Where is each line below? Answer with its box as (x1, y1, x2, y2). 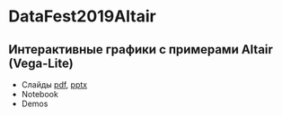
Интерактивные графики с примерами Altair (8, 42, 273, 57)
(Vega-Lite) (8, 55, 74, 70)
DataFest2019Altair (8, 6, 156, 27)
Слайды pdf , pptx (21, 79, 87, 90)
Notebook (21, 89, 59, 99)
